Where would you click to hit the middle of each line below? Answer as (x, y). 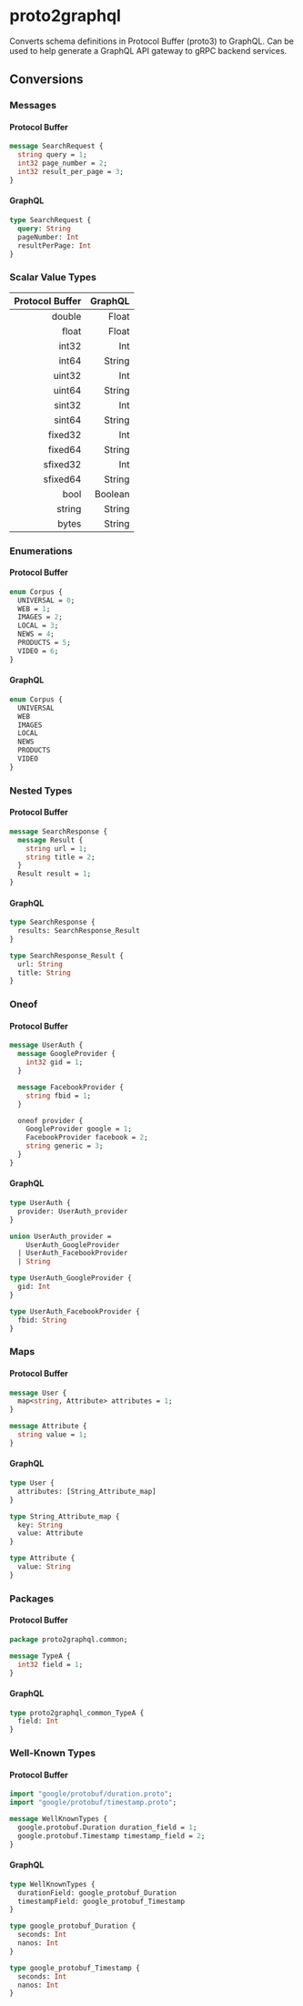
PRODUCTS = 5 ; (44, 643)
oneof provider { (50, 1121)
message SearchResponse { (58, 831)
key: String (40, 1525)
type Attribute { (42, 1559)
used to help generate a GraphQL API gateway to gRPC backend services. (148, 50)
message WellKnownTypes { (58, 1819)
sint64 (68, 420)
